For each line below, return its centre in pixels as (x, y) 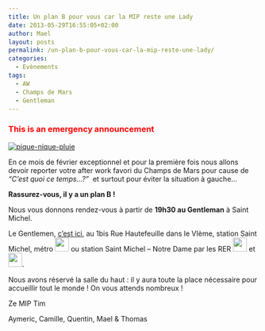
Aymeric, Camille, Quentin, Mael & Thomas (78, 318)
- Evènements (37, 67)
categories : (28, 59)
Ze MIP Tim (27, 303)
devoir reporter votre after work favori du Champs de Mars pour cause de (129, 170)
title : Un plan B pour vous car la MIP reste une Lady (101, 17)
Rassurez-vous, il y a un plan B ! (62, 194)
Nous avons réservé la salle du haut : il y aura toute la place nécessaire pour (133, 279)
